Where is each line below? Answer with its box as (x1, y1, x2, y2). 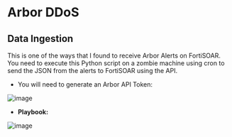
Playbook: (17, 108, 48, 116)
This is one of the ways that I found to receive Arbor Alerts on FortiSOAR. (7, 51, 221, 60)
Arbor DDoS (7, 4, 79, 21)
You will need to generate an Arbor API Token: (17, 80, 153, 89)
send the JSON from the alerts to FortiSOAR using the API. (7, 67, 178, 75)
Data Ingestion (7, 33, 74, 45)
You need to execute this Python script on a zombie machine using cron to (7, 59, 225, 67)
